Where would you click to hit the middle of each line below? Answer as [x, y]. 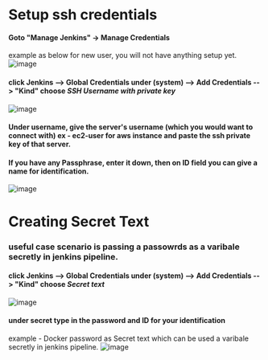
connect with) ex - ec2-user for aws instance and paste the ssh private [130, 136]
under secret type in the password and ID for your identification [117, 321]
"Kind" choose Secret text [60, 284]
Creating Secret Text [79, 221]
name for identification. [49, 171]
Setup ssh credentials [83, 15]
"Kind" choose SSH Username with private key [95, 91]
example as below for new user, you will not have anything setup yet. [123, 55]
